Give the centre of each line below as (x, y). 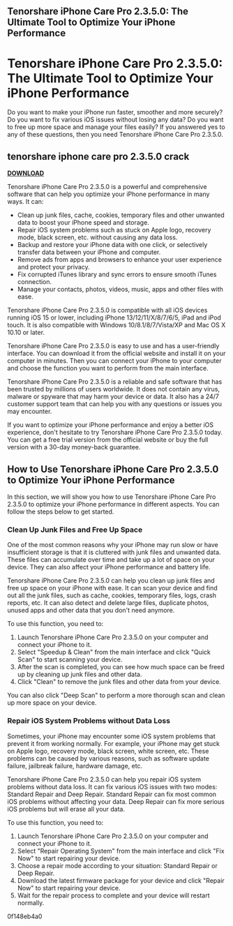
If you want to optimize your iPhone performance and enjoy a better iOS (111, 425)
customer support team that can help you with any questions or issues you (114, 404)
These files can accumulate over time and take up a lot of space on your (111, 560)
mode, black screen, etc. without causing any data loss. (97, 237)
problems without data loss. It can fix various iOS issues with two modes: (112, 786)
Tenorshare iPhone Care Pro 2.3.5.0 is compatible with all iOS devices (107, 311)
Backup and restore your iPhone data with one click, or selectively (112, 245)
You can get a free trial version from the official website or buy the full (108, 440)
